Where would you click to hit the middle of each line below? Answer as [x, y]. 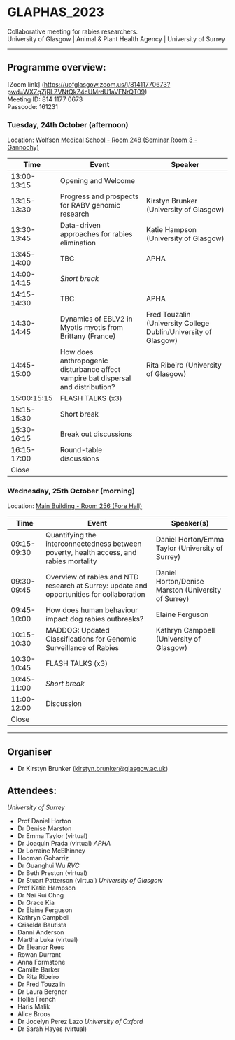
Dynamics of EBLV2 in [96, 319]
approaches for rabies [96, 234]
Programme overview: [57, 67]
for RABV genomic [90, 205]
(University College [178, 324]
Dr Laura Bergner [42, 991]
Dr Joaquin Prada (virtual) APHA [64, 843]
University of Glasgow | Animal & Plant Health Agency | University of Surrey [116, 38]
